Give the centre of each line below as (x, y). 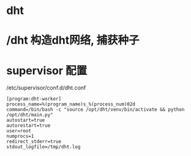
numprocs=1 (20, 136)
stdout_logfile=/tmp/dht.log (43, 147)
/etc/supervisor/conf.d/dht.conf (46, 88)
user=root (19, 131)
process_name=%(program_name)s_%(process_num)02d (71, 104)
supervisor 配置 (47, 70)
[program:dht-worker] (34, 99)
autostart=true (26, 120)
